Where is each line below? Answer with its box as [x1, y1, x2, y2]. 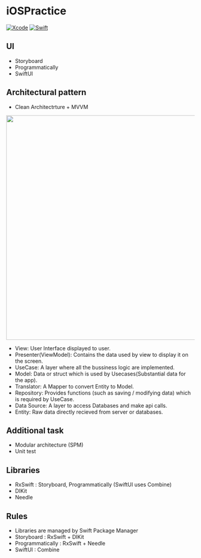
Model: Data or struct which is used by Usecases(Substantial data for [14, 370, 186, 377]
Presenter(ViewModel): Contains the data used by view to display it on [14, 351, 188, 358]
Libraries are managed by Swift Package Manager [14, 527, 139, 534]
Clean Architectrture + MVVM [14, 103, 89, 110]
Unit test [14, 448, 36, 455]
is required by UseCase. [14, 395, 75, 402]
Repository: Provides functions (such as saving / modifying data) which [14, 389, 191, 396]
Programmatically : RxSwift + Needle [14, 540, 106, 547]
